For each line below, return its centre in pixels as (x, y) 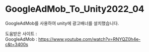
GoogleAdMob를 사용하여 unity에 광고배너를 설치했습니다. (62, 23)
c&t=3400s (17, 44)
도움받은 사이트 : (21, 33)
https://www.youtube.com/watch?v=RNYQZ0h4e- (89, 39)
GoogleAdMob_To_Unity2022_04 (75, 9)
